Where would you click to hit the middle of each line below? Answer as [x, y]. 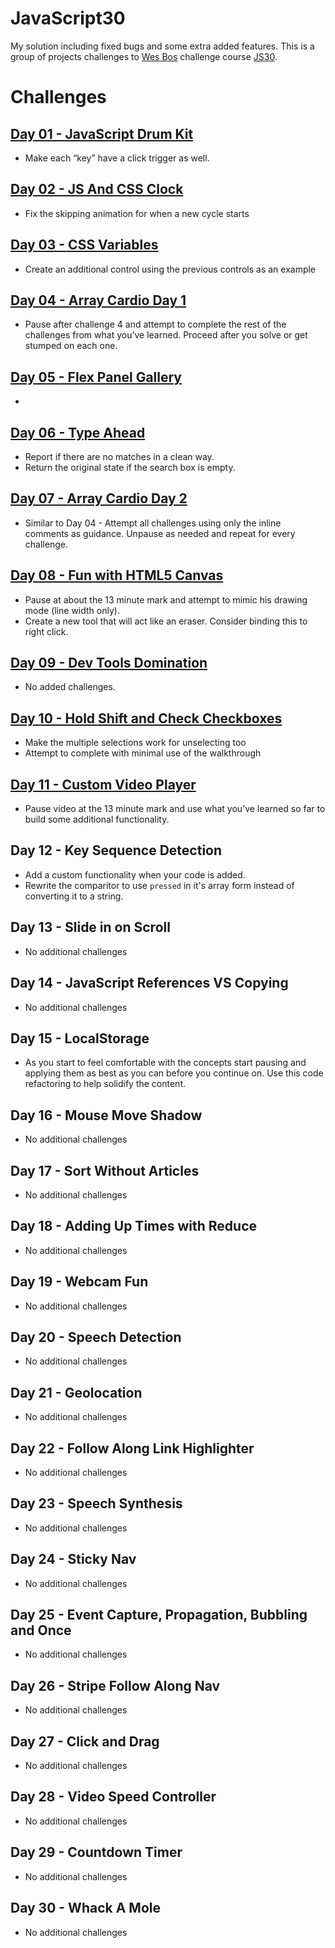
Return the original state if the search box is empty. [130, 467]
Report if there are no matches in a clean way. [119, 456]
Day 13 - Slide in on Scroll [90, 927]
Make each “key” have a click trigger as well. [117, 158]
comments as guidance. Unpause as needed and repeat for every [160, 533]
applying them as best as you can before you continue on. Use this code [174, 1073]
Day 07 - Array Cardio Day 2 [99, 498]
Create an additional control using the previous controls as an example [170, 269]
